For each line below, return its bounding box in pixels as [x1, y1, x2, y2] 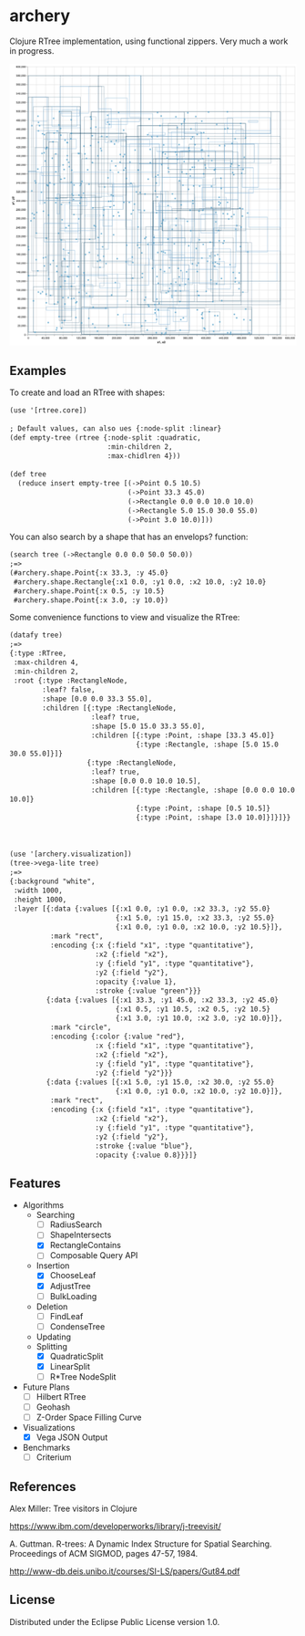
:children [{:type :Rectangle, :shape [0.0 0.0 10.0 [90, 786, 296, 795]
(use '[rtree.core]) [9, 406, 88, 415]
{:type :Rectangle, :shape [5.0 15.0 [135, 740, 280, 749]
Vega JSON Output [36, 1432, 108, 1443]
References [9, 1479, 76, 1495]
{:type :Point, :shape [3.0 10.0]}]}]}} [135, 813, 291, 822]
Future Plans [22, 1381, 70, 1392]
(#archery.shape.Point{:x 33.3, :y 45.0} [9, 568, 169, 578]
